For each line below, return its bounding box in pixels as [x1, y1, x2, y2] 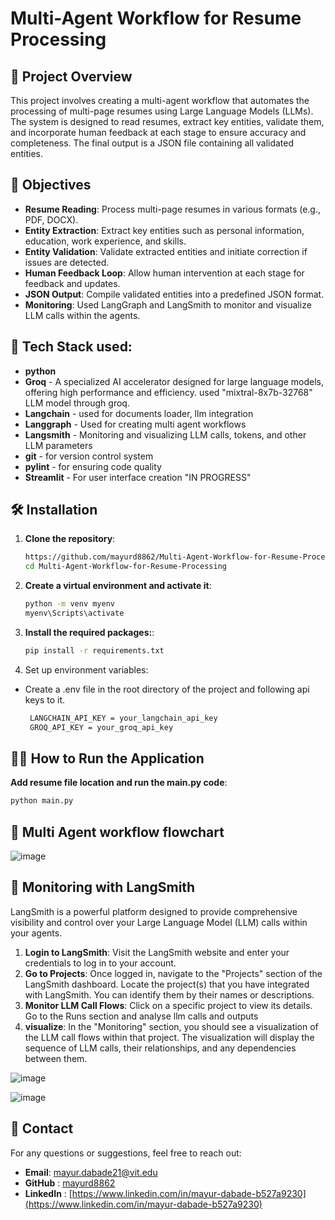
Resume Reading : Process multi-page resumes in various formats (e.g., [24, 203, 322, 215]
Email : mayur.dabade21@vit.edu [24, 1166, 158, 1178]
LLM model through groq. [24, 397, 130, 409]
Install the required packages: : [24, 626, 155, 638]
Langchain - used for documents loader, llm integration [24, 407, 254, 419]
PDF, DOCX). [24, 213, 79, 226]
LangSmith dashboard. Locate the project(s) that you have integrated [24, 978, 310, 990]
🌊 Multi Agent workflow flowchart [10, 823, 225, 841]
